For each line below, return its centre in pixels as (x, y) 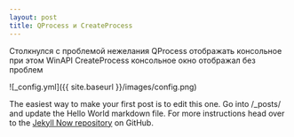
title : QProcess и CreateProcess (71, 26)
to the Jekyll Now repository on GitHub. (81, 122)
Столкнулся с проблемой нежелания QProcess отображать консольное (146, 50)
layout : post (33, 17)
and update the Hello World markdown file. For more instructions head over (147, 113)
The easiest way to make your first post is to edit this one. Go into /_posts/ (145, 103)
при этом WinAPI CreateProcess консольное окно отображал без (132, 60)
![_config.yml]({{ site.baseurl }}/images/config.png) (103, 87)
